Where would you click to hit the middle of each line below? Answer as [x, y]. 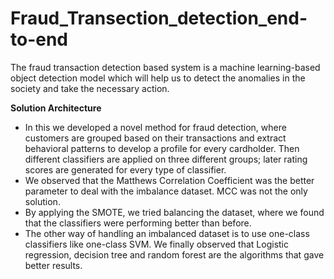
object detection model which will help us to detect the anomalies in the [158, 78]
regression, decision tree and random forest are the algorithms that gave [174, 254]
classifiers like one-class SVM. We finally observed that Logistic [156, 244]
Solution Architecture [56, 108]
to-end [39, 39]
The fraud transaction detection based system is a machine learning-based [165, 67]
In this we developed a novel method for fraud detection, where [155, 127]
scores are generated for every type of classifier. [125, 169]
